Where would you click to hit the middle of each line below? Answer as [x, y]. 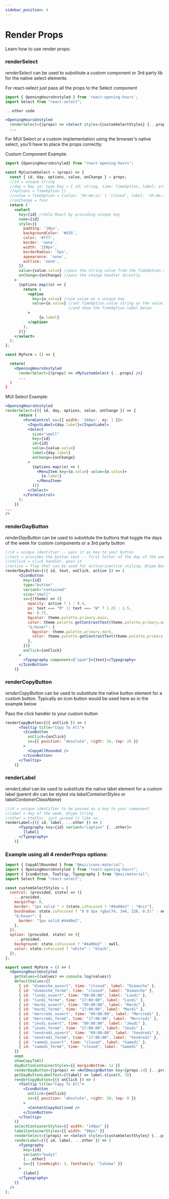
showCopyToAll [29, 1061]
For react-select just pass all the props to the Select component [71, 88]
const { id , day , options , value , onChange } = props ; [68, 177]
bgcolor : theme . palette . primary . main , [68, 617]
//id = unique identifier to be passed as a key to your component [77, 809]
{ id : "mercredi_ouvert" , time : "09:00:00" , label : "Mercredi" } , [90, 1014]
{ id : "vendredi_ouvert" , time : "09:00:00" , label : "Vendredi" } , [90, 1033]
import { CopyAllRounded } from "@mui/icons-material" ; [65, 865]
